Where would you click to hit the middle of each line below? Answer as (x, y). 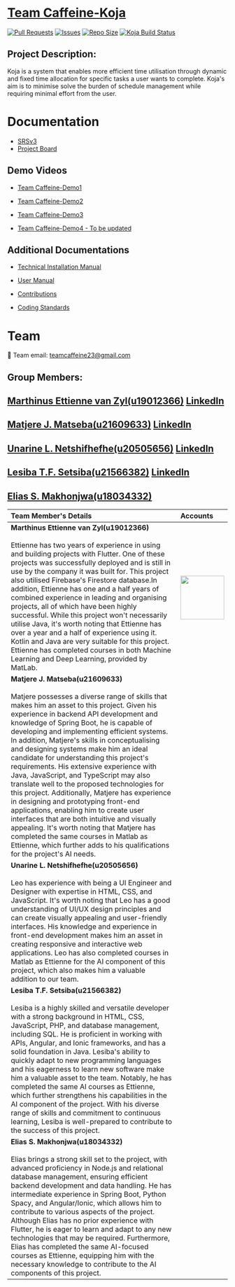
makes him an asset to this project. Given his (84, 705)
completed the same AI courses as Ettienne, (83, 1087)
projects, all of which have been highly (74, 607)
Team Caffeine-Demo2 (50, 201)
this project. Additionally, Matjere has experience (91, 793)
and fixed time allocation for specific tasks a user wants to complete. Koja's (116, 78)
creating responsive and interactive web (77, 944)
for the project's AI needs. (54, 854)
